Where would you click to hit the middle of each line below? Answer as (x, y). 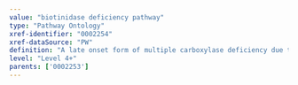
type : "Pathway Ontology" (57, 26)
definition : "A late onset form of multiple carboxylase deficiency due (146, 50)
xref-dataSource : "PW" (51, 42)
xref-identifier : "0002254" (61, 34)
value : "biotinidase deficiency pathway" (87, 17)
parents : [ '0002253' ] (49, 67)
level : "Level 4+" (43, 58)
